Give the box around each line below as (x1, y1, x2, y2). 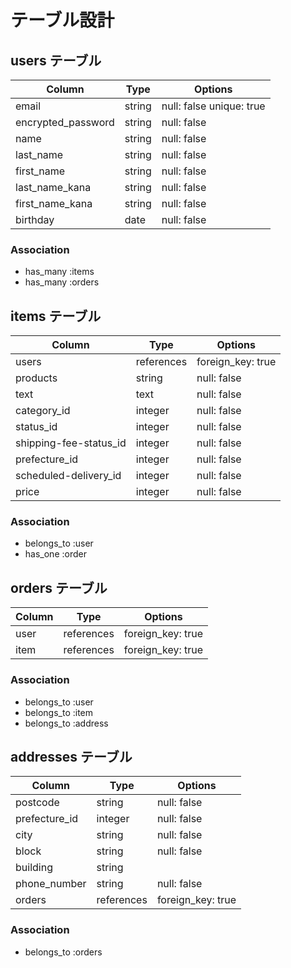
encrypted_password (15, 116, 115, 129)
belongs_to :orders (24, 946, 103, 958)
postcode (15, 796, 60, 810)
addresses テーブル (10, 748, 133, 765)
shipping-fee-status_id (15, 436, 127, 450)
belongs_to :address (24, 717, 109, 729)
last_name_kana (15, 181, 92, 194)
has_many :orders (24, 276, 100, 288)
